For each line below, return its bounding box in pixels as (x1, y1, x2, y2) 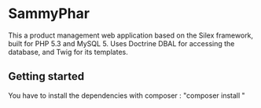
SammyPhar (8, 5, 90, 23)
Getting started (8, 70, 85, 83)
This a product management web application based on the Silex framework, (8, 31, 254, 40)
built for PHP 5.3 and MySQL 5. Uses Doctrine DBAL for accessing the (8, 38, 235, 48)
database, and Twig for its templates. (8, 47, 128, 56)
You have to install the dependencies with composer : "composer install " (8, 91, 245, 100)
